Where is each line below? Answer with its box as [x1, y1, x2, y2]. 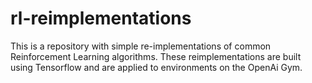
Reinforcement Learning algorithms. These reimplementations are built [10, 50, 302, 62]
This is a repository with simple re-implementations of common [10, 40, 272, 52]
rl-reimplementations [10, 7, 192, 30]
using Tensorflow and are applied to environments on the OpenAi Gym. [10, 61, 303, 73]
